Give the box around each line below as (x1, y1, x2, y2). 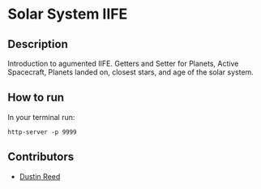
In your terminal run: (7, 112, 75, 122)
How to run (7, 91, 65, 105)
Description (7, 37, 68, 51)
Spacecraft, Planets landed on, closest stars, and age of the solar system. (7, 67, 255, 77)
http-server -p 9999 (7, 127, 78, 136)
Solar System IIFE (7, 5, 128, 24)
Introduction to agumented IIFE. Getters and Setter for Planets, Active (7, 58, 239, 68)
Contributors (7, 150, 75, 164)
